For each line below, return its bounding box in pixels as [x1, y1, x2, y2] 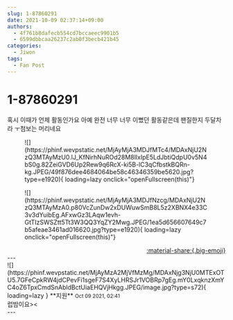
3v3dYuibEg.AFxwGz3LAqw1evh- [24, 210, 121, 219]
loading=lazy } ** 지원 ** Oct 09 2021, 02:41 [7, 291, 120, 299]
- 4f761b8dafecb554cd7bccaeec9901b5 [13, 29, 119, 37]
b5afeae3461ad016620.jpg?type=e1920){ [24, 225, 144, 233]
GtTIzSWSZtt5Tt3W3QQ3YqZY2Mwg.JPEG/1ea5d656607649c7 [24, 218, 207, 226]
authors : [7, 23, 33, 30]
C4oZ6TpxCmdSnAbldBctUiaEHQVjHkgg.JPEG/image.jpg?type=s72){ [7, 283, 207, 292]
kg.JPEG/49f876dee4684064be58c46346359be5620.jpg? [24, 167, 194, 176]
